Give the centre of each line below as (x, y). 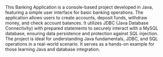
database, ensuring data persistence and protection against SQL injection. (82, 33)
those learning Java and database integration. (53, 49)
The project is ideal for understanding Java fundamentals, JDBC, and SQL (81, 39)
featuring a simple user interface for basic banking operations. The (74, 12)
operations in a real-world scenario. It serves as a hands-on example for (80, 44)
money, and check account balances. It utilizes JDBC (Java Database (77, 23)
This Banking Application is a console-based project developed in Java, (79, 7)
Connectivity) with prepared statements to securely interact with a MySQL (82, 28)
